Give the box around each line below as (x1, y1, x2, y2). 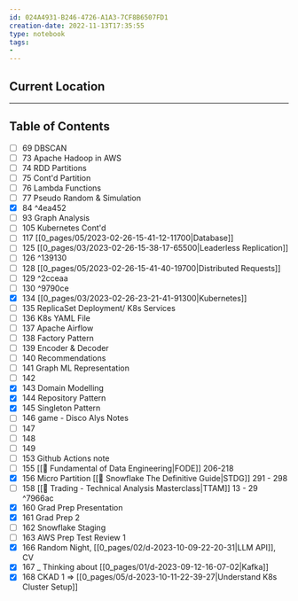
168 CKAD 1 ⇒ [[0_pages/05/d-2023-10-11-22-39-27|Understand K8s (21, 572, 278, 582)
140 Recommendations (21, 353, 106, 363)
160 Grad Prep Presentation (21, 502, 123, 512)
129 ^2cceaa (21, 272, 68, 284)
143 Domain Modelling (21, 383, 105, 394)
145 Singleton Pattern (21, 402, 101, 413)
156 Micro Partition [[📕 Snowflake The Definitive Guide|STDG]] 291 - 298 (21, 472, 288, 483)
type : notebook (9, 29, 66, 38)
